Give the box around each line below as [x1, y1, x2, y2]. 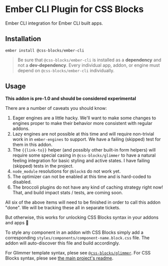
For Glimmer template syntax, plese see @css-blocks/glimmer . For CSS [5, 249, 151, 255]
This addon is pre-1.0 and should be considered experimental [5, 95, 136, 101]
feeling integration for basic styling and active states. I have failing [12, 157, 150, 164]
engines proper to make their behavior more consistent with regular [12, 120, 152, 126]
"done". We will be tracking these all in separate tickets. [5, 204, 121, 210]
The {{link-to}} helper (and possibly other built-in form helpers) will [12, 147, 156, 153]
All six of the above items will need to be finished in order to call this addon [5, 199, 161, 205]
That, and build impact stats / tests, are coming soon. [12, 189, 123, 195]
